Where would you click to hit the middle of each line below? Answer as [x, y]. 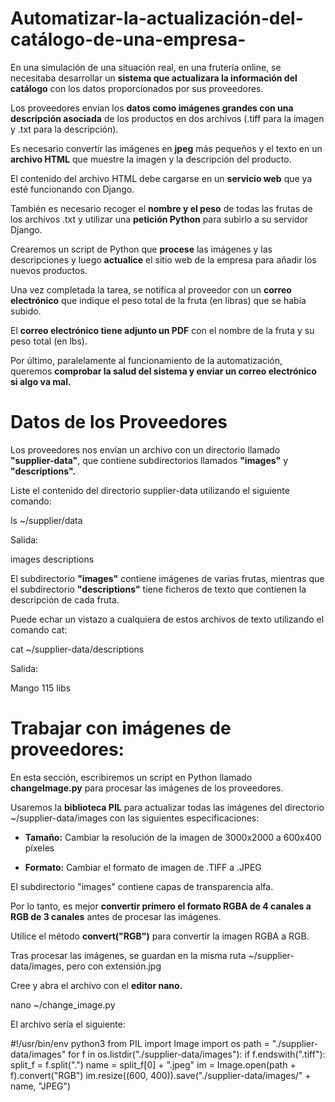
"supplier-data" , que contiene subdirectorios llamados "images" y [149, 460]
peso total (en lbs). [49, 341]
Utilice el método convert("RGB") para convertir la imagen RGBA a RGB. [160, 936]
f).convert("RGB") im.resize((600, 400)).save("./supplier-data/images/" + [161, 1075]
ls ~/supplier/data [46, 520]
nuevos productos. [49, 270]
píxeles [39, 848]
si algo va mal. [41, 381]
